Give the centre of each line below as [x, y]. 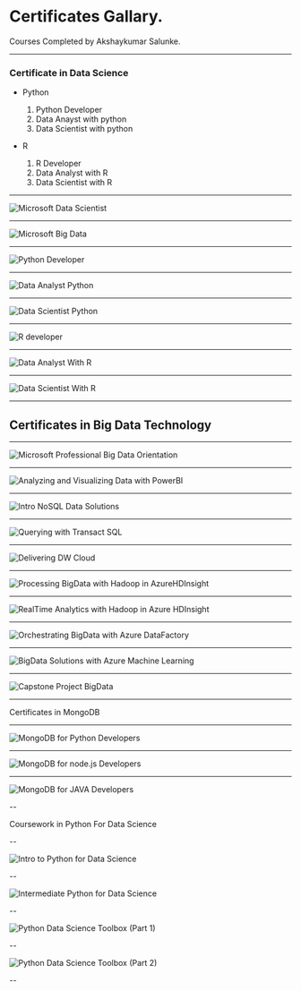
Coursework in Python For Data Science [83, 824]
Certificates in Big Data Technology [111, 425]
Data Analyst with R [72, 173]
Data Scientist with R [74, 183]
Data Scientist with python [84, 129]
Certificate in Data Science [69, 73]
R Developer [59, 164]
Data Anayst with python [81, 119]
